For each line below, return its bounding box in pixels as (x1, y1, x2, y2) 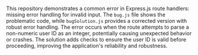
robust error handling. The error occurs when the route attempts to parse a (6, 23, 189, 30)
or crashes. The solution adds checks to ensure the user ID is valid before (6, 36, 187, 43)
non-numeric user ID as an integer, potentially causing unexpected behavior (6, 30, 192, 37)
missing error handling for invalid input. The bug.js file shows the (6, 11, 166, 18)
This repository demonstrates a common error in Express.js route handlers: (6, 5, 190, 12)
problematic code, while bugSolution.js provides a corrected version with (6, 18, 187, 24)
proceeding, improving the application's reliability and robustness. (6, 42, 168, 49)
